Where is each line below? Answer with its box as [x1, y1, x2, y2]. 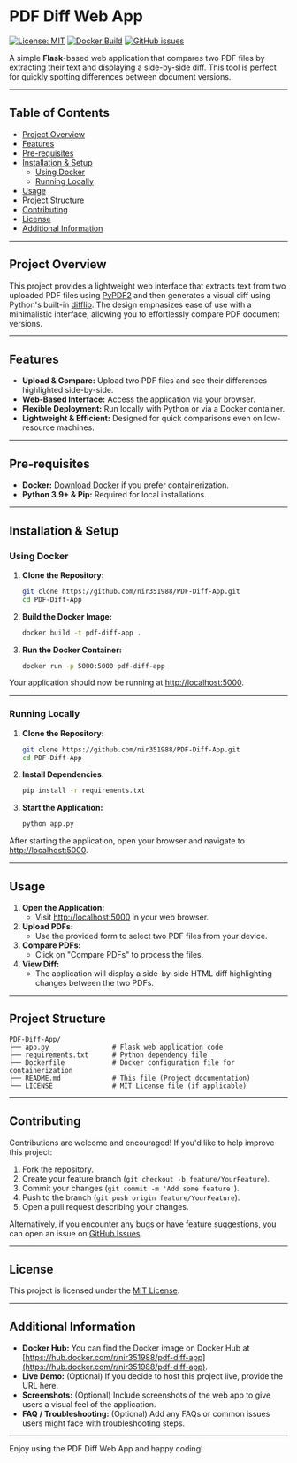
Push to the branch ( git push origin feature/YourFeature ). [21, 1192, 240, 1203]
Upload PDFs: [21, 920, 73, 931]
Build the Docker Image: [21, 611, 112, 621]
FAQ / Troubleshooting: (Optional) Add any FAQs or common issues [21, 1409, 270, 1420]
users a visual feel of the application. [21, 1399, 156, 1410]
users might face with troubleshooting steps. [21, 1418, 186, 1428]
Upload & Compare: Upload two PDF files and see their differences [21, 375, 268, 386]
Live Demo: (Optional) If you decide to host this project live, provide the [21, 1371, 284, 1382]
